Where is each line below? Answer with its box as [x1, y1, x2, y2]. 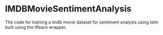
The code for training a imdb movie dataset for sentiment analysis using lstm [5, 19, 159, 25]
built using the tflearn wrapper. [5, 24, 67, 30]
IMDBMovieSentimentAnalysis [5, 3, 131, 14]
